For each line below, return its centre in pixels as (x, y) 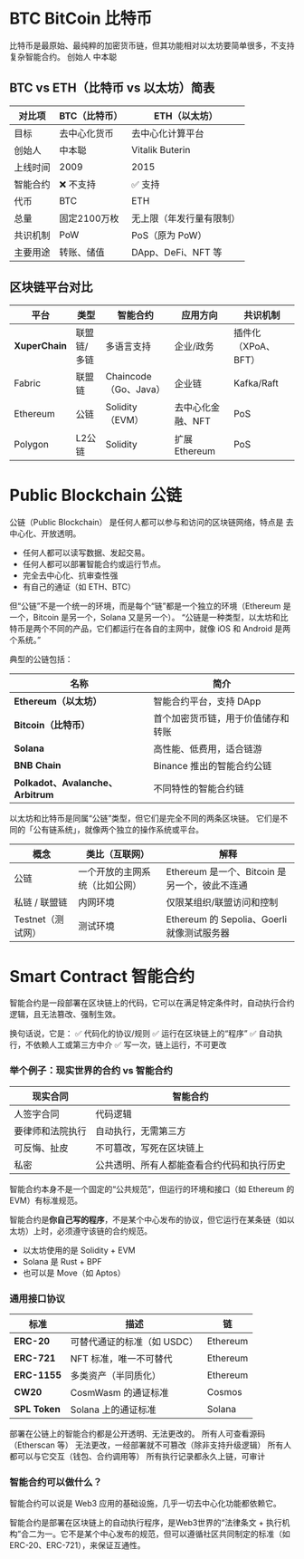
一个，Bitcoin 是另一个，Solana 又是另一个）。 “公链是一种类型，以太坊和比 (149, 617)
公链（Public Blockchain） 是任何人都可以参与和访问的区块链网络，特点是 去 (152, 522)
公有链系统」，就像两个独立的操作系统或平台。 (118, 829)
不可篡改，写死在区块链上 (150, 1148)
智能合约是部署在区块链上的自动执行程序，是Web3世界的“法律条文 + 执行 (146, 1523)
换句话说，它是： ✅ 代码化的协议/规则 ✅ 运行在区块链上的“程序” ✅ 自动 (142, 1034)
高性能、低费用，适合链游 (208, 748)
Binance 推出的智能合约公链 (213, 765)
